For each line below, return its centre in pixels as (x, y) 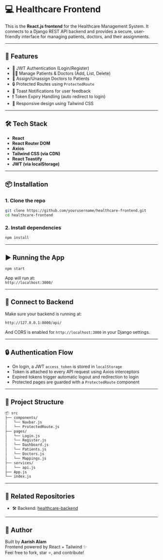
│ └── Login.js (23, 436)
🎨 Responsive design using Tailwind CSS (53, 103)
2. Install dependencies (33, 228)
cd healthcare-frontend (29, 215)
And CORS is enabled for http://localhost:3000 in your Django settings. (78, 332)
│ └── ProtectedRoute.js (32, 427)
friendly (13, 36)
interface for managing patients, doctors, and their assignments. (86, 36)
